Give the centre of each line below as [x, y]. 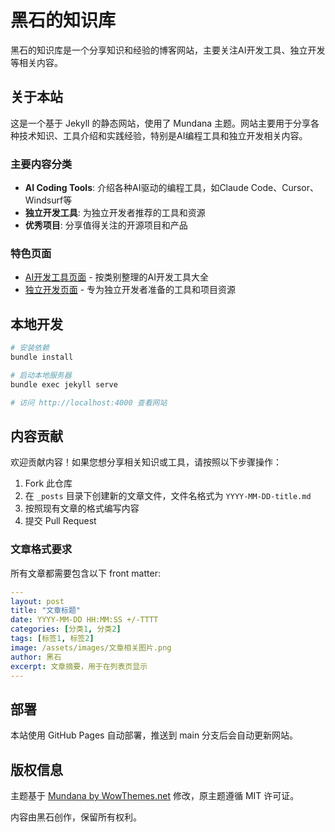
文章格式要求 [41, 549]
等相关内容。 [36, 62]
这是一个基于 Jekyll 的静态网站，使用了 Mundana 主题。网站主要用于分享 [161, 123]
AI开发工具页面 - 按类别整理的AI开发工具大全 [116, 277]
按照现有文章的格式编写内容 [82, 508]
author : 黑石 [36, 657]
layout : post [37, 601]
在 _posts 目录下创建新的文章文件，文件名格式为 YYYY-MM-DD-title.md [168, 496]
